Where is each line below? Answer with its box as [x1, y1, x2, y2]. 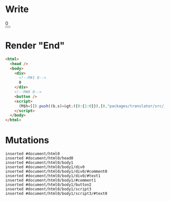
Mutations [5, 135, 50, 146]
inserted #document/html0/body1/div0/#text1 [5, 173, 101, 179]
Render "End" [5, 40, 65, 52]
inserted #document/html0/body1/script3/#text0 [5, 191, 108, 196]
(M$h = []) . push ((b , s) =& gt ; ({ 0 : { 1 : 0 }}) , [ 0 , [18, 104, 108, 109]
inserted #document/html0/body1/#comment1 [5, 178, 96, 183]
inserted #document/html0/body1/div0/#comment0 [5, 169, 108, 174]
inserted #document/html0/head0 [5, 156, 73, 161]
